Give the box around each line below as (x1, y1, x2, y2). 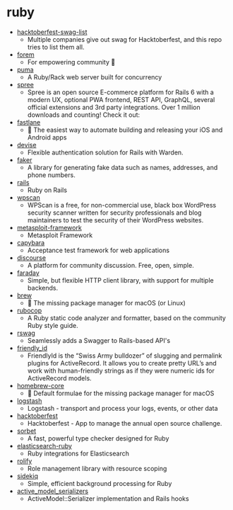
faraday (16, 268, 40, 277)
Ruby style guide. (27, 321, 78, 329)
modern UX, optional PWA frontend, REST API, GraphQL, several (27, 95, 215, 103)
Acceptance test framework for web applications (27, 246, 170, 254)
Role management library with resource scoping (27, 464, 167, 472)
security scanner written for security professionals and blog (27, 208, 202, 217)
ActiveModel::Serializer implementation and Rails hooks (27, 494, 189, 503)
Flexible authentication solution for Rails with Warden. (27, 148, 184, 157)
